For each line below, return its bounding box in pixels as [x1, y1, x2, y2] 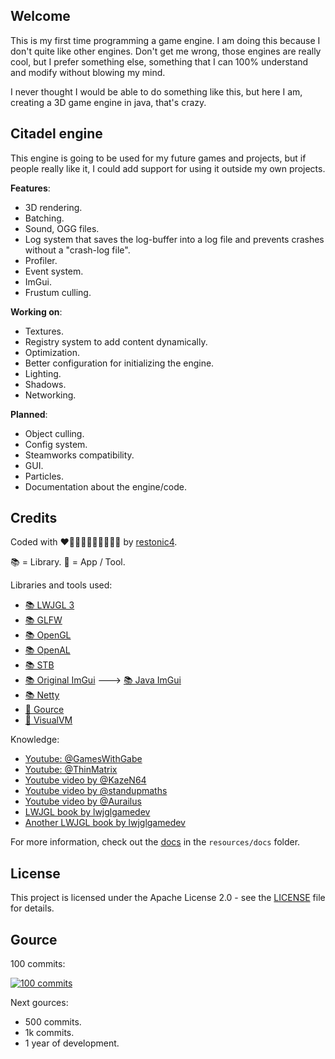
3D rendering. [24, 201, 83, 213]
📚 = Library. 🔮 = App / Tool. [10, 556, 126, 568]
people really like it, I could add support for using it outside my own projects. [10, 162, 326, 174]
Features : [10, 182, 51, 194]
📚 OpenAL [24, 644, 71, 656]
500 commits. [24, 1016, 82, 1028]
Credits [10, 510, 58, 527]
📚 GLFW [24, 614, 63, 626]
